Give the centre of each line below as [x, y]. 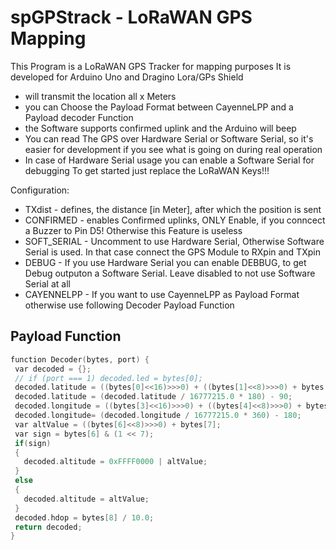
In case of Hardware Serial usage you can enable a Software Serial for [169, 160]
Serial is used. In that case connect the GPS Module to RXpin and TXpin [172, 252]
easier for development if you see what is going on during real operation [173, 149]
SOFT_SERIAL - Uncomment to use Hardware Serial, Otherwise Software [174, 241]
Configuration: [40, 190]
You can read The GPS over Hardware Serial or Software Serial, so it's [169, 138]
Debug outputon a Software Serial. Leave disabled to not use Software [170, 273]
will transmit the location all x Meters [100, 96]
